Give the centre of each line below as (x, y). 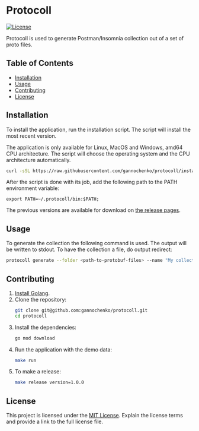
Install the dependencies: (46, 327)
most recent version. (31, 136)
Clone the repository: (41, 299)
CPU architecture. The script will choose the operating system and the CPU (98, 153)
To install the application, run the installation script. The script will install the (99, 129)
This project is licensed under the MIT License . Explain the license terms (95, 416)
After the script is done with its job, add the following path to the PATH (92, 182)
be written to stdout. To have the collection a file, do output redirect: (89, 249)
